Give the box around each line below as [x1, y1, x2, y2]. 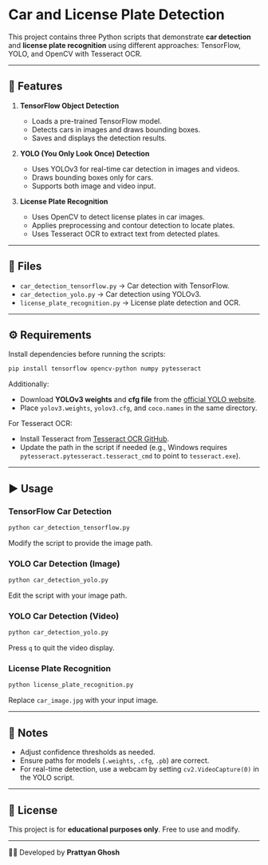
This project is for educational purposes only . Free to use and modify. [8, 824, 241, 834]
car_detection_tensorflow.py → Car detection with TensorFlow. [19, 281, 230, 290]
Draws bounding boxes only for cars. [31, 172, 154, 182]
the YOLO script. [19, 772, 75, 783]
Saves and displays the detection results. [31, 133, 167, 143]
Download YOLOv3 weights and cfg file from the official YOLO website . [19, 395, 257, 405]
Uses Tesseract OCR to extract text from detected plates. [31, 229, 221, 239]
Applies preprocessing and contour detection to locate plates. [31, 220, 235, 230]
